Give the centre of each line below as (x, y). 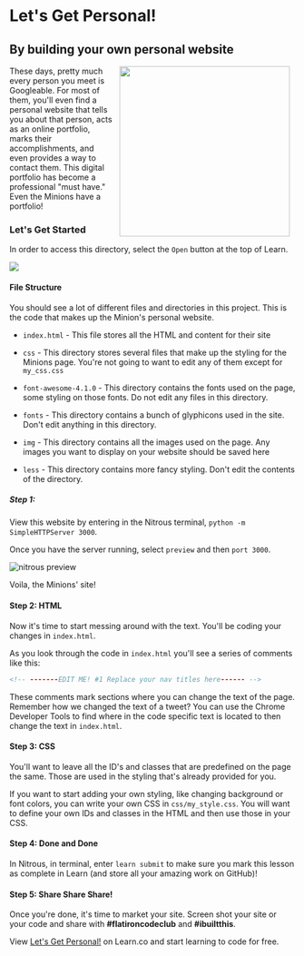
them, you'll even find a (53, 100)
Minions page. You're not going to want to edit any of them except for (152, 362)
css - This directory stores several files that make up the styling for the (155, 352)
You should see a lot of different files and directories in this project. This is (148, 307)
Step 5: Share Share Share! (61, 894)
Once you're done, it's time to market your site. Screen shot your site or (143, 914)
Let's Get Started (48, 230)
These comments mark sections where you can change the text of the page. (152, 696)
